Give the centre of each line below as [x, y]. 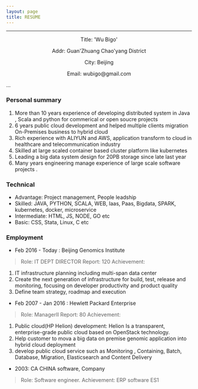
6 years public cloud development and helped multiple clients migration [101, 125]
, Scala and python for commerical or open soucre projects [86, 119]
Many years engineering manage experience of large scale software [98, 163]
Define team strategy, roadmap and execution [70, 292]
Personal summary [34, 100]
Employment [25, 238]
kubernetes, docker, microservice [55, 210]
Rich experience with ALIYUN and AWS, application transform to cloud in [103, 138]
